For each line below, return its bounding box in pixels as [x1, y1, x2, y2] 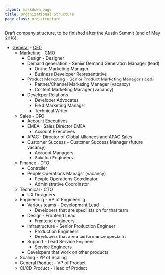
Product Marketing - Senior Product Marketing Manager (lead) [27, 76, 154, 82]
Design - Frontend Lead [27, 213, 76, 219]
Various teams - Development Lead [27, 202, 99, 208]
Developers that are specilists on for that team [34, 207, 128, 213]
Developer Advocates [34, 97, 79, 103]
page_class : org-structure [5, 16, 61, 21]
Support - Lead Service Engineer [27, 239, 94, 245]
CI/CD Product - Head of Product [19, 265, 87, 271]
